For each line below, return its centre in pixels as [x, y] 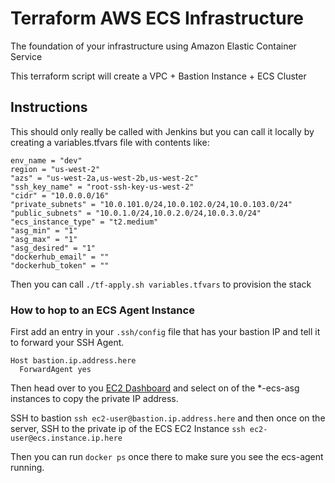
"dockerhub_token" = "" [60, 265]
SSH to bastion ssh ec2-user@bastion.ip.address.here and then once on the [168, 418]
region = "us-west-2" [55, 169]
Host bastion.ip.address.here [73, 361]
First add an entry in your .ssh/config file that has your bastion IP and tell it [165, 332]
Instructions [49, 107]
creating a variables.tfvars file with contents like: [110, 142]
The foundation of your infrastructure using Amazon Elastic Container [153, 46]
